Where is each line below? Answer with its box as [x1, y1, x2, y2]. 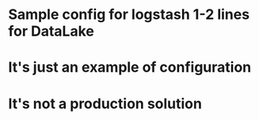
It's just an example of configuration [8, 58, 252, 77]
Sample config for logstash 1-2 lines [8, 6, 250, 24]
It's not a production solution [8, 95, 202, 112]
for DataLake [8, 22, 95, 40]
